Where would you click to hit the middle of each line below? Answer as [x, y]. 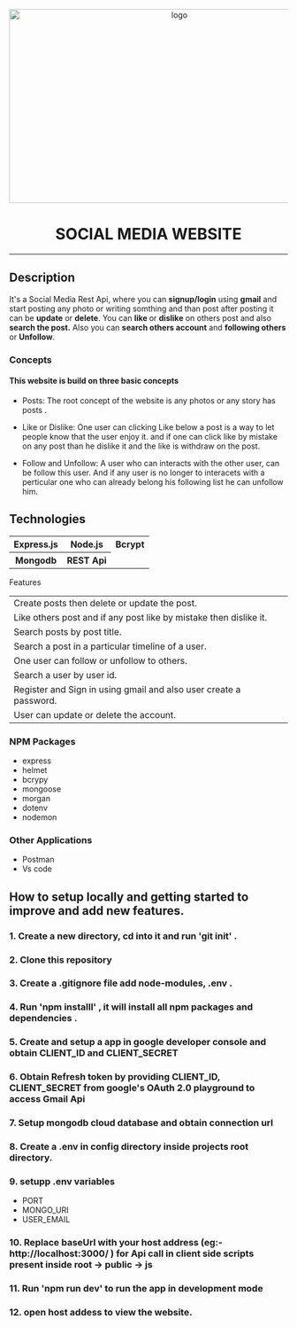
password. [35, 700]
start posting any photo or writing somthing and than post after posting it [141, 308]
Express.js [36, 544]
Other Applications [51, 839]
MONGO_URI [45, 1210]
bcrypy [35, 779]
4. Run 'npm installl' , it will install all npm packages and [131, 1007]
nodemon [39, 817]
